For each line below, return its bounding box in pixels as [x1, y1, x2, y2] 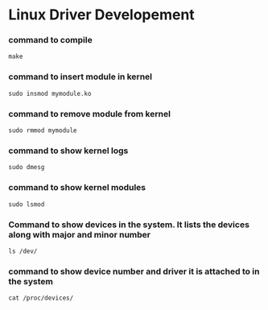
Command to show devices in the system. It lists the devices [8, 219, 249, 230]
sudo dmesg [8, 163, 45, 172]
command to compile [8, 35, 93, 46]
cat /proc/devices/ [8, 294, 74, 303]
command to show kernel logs [8, 145, 129, 156]
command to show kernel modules [8, 182, 146, 193]
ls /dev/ [8, 247, 38, 255]
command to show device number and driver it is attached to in [8, 266, 260, 277]
